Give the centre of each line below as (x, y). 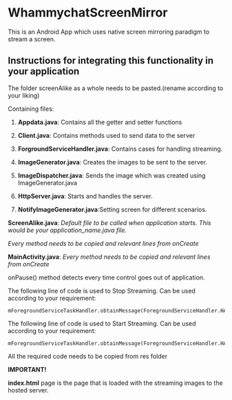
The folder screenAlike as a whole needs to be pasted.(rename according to (116, 88)
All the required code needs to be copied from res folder (88, 356)
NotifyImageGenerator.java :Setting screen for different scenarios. (112, 209)
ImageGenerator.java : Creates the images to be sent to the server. (113, 162)
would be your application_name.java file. (67, 230)
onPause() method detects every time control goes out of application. (106, 277)
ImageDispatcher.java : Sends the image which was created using (112, 175)
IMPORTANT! (27, 369)
